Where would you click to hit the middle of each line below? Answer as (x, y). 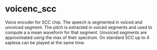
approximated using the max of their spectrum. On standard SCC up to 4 (77, 37)
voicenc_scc (31, 9)
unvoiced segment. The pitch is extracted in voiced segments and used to (79, 27)
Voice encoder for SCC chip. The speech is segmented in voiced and (74, 22)
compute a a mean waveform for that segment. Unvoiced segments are (76, 32)
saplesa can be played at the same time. (45, 42)
